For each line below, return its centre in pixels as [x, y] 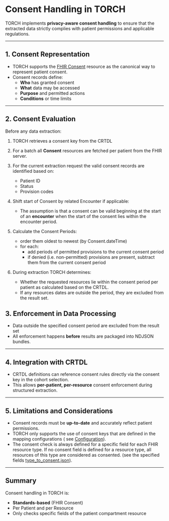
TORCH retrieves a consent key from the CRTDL [62, 141]
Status [27, 186]
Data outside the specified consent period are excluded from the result [86, 326]
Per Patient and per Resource [43, 508]
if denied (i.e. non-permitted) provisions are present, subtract [91, 257]
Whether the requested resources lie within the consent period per [89, 282]
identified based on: [33, 171]
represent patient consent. [40, 72]
